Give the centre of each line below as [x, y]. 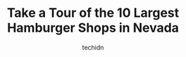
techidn [93, 47]
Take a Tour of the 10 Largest [93, 13]
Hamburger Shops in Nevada [93, 28]
